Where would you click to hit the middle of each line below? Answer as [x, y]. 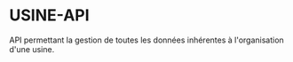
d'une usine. [32, 49]
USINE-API [50, 15]
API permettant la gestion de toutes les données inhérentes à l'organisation [146, 40]
